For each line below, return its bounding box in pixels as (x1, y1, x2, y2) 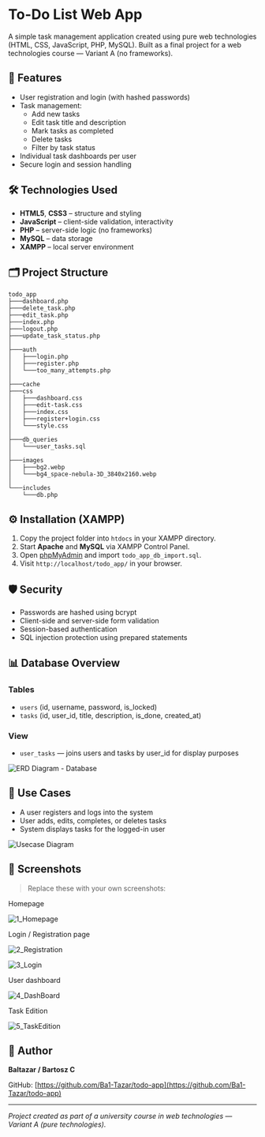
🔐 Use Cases (8, 786, 72, 800)
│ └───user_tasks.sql (8, 442, 87, 451)
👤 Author (8, 1045, 53, 1057)
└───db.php (22, 491, 58, 499)
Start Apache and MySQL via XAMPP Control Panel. (19, 542, 190, 552)
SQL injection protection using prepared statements (19, 633, 188, 642)
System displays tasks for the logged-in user (19, 824, 166, 834)
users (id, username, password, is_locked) (19, 702, 158, 712)
